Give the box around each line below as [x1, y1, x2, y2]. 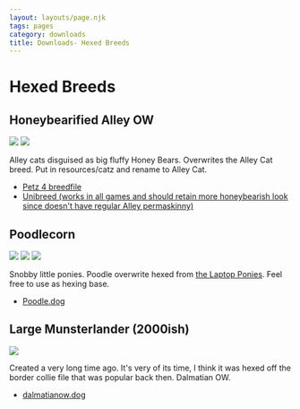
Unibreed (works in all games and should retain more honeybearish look [21, 191, 288, 202]
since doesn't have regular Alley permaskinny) [21, 201, 194, 212]
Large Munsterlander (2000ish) [9, 322, 190, 337]
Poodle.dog [21, 296, 65, 307]
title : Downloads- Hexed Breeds [9, 38, 130, 48]
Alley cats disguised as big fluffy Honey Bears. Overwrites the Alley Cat [9, 154, 273, 166]
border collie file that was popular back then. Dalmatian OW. [9, 371, 231, 382]
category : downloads [9, 30, 87, 39]
